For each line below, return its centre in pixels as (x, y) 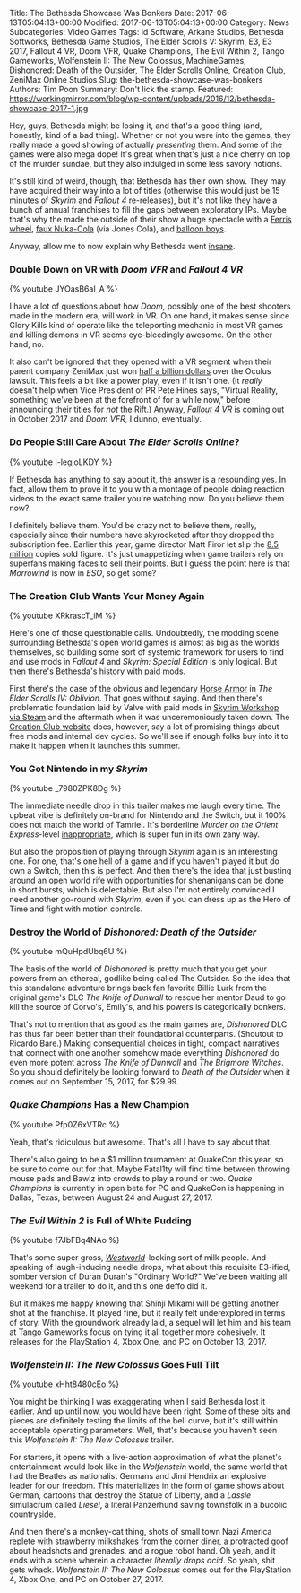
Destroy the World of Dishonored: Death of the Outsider (133, 932)
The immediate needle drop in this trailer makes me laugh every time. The (145, 805)
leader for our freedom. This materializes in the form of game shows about (147, 1486)
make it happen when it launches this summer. (95, 745)
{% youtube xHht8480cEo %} (64, 1384)
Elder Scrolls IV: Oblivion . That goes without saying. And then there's (136, 698)
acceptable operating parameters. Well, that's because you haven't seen (143, 1431)
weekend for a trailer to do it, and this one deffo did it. (108, 1286)
